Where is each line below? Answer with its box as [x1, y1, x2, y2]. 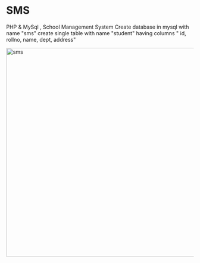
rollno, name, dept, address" [6, 36, 76, 43]
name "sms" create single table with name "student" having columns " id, [6, 29, 186, 36]
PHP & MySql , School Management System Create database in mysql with [6, 23, 189, 30]
